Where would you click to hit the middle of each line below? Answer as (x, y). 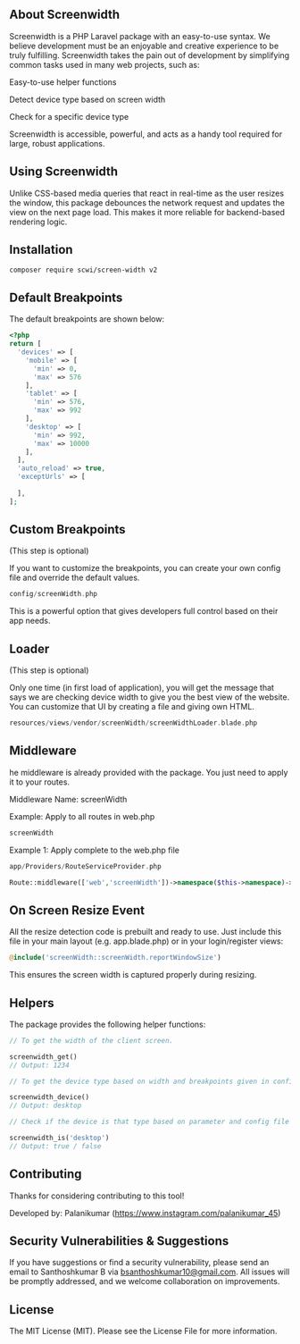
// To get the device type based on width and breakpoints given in (139, 1081)
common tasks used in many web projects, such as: (104, 64)
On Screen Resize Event (77, 910)
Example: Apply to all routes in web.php (82, 816)
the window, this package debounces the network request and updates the (147, 202)
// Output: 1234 (39, 1065)
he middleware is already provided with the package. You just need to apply (149, 772)
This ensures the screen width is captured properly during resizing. (133, 975)
